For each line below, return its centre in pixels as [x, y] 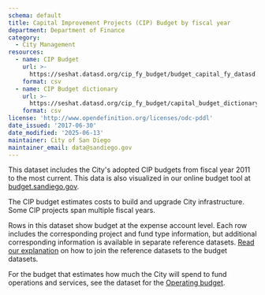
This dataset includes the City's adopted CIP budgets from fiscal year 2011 [129, 170]
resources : [26, 52]
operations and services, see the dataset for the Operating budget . [117, 283]
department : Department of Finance [67, 30]
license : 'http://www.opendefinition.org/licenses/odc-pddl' [111, 118]
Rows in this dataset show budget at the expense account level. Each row [127, 226]
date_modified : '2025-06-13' [56, 133]
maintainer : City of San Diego [60, 140]
